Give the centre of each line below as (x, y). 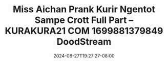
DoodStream (84, 42)
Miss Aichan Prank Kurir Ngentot (84, 9)
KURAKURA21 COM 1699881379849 (84, 31)
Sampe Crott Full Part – (84, 20)
